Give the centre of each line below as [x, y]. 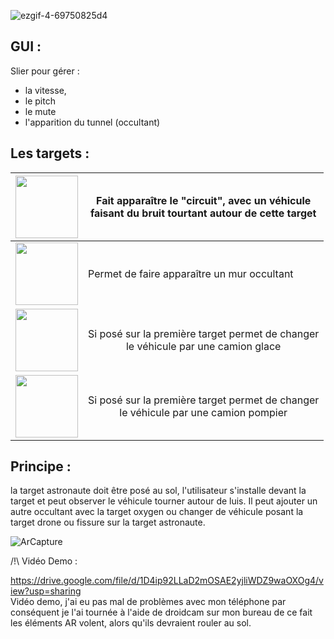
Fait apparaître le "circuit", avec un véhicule [204, 200]
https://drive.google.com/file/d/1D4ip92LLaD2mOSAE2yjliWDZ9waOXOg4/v [167, 581]
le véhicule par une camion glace [203, 346]
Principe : [41, 466]
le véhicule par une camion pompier [203, 412]
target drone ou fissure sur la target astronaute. [108, 522]
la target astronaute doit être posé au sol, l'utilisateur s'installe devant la [158, 491]
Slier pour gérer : [45, 71]
